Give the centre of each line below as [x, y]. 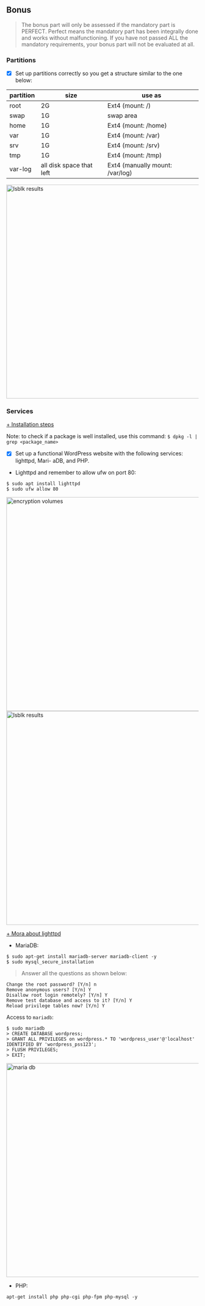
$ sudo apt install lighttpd [43, 483]
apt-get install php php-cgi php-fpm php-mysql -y [72, 1297]
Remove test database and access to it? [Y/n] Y [69, 1000]
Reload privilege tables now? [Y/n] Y [56, 1006]
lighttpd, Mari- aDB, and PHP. [52, 460]
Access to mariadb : [30, 1017]
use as [152, 95]
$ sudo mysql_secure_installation [50, 962]
